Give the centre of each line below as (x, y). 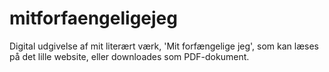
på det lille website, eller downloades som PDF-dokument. (129, 56)
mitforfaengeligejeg (93, 18)
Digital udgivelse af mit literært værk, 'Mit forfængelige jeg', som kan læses (164, 46)
